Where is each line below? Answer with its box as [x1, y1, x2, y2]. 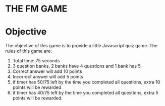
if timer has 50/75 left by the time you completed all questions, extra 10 [12, 79, 160, 85]
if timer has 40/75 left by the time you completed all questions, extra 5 [12, 90, 159, 96]
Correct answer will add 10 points [12, 68, 82, 74]
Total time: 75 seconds [12, 58, 60, 64]
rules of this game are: [5, 48, 52, 54]
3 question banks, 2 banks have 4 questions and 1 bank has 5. [12, 63, 142, 69]
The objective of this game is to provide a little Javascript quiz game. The [5, 43, 158, 49]
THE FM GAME [5, 3, 68, 15]
